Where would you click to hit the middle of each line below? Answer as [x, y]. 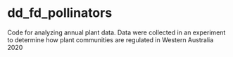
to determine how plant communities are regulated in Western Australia [111, 39]
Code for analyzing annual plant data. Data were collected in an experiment [116, 32]
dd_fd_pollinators [60, 13]
